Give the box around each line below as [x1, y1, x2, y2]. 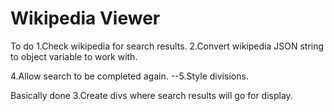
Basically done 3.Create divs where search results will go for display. [10, 89, 293, 101]
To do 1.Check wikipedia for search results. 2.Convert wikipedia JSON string [10, 40, 325, 52]
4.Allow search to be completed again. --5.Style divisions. [10, 70, 249, 82]
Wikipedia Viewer [10, 7, 161, 30]
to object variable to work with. [10, 50, 138, 62]
